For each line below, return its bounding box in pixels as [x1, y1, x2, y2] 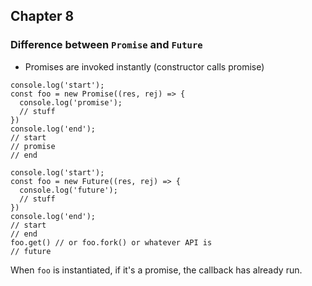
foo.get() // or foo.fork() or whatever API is [10, 237, 213, 248]
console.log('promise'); [19, 97, 123, 108]
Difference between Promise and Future [10, 38, 203, 52]
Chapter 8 [10, 8, 75, 25]
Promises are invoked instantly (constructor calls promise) [24, 60, 265, 73]
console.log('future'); [19, 185, 118, 195]
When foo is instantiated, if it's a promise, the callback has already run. [10, 264, 303, 276]
